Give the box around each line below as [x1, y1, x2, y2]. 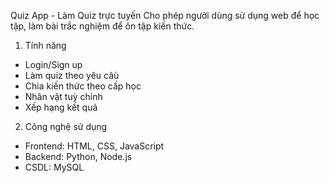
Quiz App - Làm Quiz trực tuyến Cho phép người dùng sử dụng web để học [10, 10, 320, 21]
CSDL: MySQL [24, 161, 85, 173]
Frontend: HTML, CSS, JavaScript [24, 140, 165, 152]
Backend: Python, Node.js [24, 151, 133, 162]
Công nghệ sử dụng [24, 121, 108, 132]
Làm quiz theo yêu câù [24, 70, 120, 81]
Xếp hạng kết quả [24, 101, 98, 113]
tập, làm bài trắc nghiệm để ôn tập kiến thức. [10, 20, 195, 32]
